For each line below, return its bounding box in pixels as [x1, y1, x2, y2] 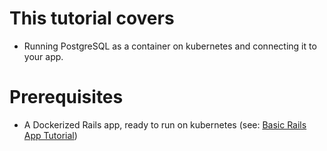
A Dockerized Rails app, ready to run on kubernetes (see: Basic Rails [23, 118, 307, 131]
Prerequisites [9, 86, 124, 109]
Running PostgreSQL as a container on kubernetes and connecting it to [23, 40, 317, 52]
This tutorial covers [9, 7, 175, 30]
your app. [23, 50, 64, 62]
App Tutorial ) [23, 129, 78, 141]
